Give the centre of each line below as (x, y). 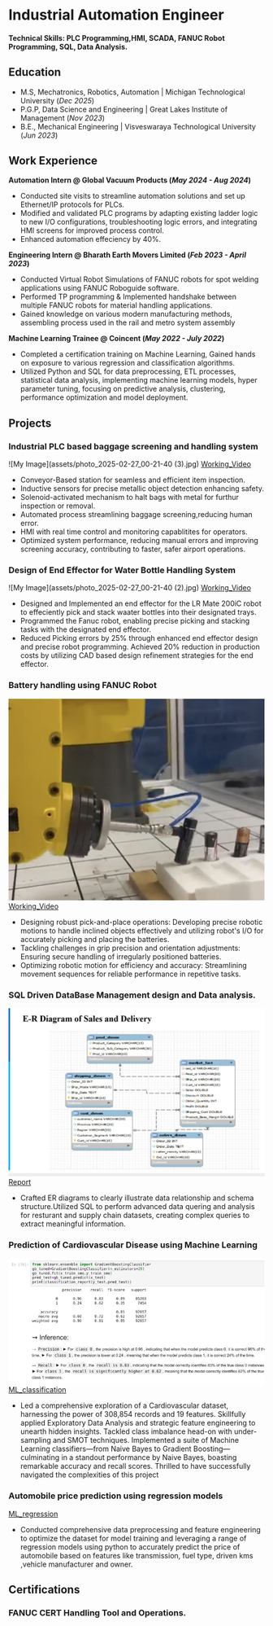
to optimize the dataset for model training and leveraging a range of (133, 1538)
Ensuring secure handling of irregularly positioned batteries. (121, 956)
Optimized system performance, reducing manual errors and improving (139, 541)
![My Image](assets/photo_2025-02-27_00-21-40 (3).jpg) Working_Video (130, 464)
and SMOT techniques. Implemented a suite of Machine (146, 1440)
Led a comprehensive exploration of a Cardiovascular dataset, (124, 1405)
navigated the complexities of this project (89, 1475)
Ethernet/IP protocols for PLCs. (72, 204)
